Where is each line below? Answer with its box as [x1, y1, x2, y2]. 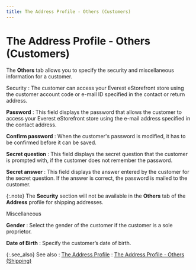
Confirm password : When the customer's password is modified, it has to [6, 132, 186, 139]
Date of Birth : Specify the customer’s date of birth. [6, 239, 131, 246]
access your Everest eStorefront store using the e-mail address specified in [6, 115, 191, 122]
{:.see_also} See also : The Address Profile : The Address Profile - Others [6, 250, 185, 258]
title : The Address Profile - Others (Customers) [6, 8, 131, 15]
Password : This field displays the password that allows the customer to [6, 108, 182, 116]
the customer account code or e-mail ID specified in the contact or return [6, 90, 185, 98]
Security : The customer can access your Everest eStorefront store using [6, 84, 184, 91]
